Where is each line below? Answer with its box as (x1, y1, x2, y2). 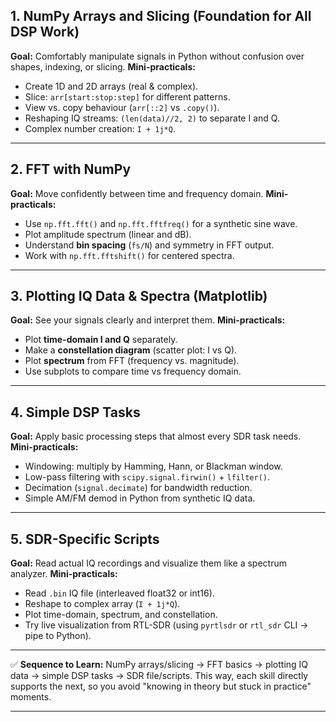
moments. (10, 691, 52, 703)
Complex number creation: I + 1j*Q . (24, 122, 176, 134)
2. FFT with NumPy (10, 161, 132, 178)
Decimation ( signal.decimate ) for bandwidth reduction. (24, 482, 253, 494)
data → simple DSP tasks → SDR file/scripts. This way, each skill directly (10, 670, 309, 682)
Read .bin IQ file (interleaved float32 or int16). (24, 587, 215, 599)
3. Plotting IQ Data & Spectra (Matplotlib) (10, 288, 268, 305)
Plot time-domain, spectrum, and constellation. (24, 609, 218, 621)
